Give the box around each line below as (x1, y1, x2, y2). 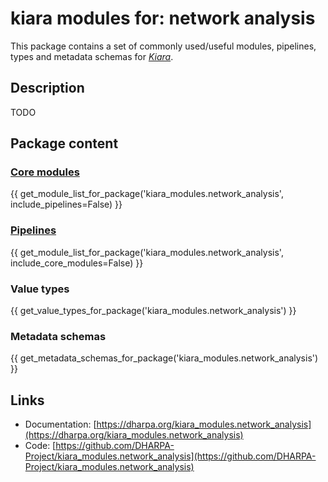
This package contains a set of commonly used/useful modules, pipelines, (10, 40, 317, 52)
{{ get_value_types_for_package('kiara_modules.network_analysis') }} (10, 305, 297, 317)
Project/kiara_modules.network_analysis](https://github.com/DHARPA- (24, 450, 317, 462)
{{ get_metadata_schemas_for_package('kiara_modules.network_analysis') (10, 352, 319, 364)
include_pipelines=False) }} (10, 198, 123, 211)
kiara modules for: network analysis (10, 7, 316, 30)
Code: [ (24, 440, 57, 452)
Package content (10, 135, 119, 152)
